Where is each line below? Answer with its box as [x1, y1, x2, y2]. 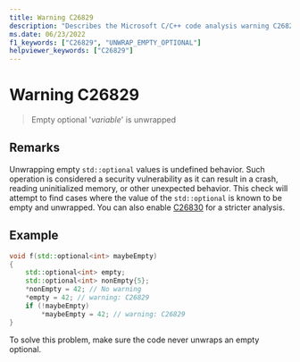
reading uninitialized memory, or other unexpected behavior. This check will [9, 182, 288, 193]
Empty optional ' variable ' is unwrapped [30, 114, 177, 125]
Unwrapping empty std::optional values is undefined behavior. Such [9, 164, 265, 174]
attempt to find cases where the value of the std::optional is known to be [9, 192, 283, 203]
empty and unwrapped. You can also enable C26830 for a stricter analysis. [9, 202, 286, 213]
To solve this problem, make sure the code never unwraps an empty [9, 334, 260, 345]
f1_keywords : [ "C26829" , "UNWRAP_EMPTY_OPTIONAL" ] [9, 38, 202, 47]
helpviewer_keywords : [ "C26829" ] [9, 46, 134, 55]
